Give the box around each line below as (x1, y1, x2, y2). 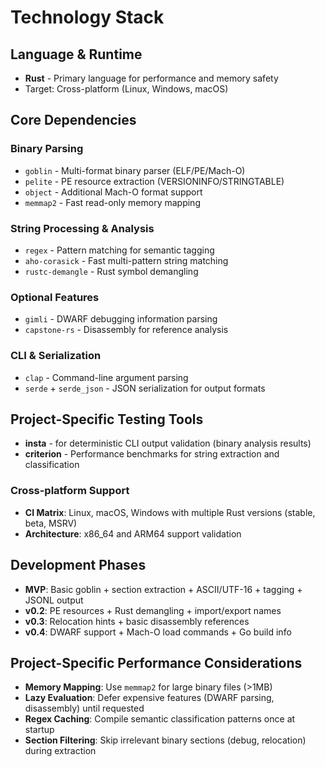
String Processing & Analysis (10, 221, 155, 235)
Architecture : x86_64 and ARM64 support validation (24, 527, 242, 540)
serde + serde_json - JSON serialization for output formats (24, 382, 266, 394)
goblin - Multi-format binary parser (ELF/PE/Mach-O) (24, 164, 246, 176)
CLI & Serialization (10, 349, 102, 363)
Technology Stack (10, 6, 165, 29)
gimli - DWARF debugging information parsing (24, 313, 218, 325)
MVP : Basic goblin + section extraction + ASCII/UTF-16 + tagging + (24, 583, 303, 595)
